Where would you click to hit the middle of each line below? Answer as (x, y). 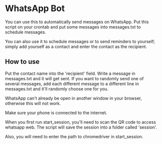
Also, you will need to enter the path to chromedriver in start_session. (74, 136)
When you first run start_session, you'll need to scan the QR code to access (81, 122)
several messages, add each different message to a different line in (72, 84)
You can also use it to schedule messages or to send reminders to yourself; (80, 41)
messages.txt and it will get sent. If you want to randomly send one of (74, 78)
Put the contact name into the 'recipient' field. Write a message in (70, 73)
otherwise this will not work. (33, 103)
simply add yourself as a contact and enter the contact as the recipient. (76, 46)
